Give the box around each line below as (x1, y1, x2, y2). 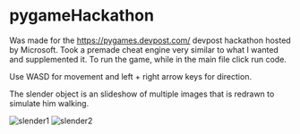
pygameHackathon (9, 5, 155, 26)
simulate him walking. (9, 97, 90, 108)
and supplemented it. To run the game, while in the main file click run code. (9, 54, 287, 64)
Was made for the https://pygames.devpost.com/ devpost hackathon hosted (9, 35, 291, 46)
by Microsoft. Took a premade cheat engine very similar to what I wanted (9, 44, 279, 54)
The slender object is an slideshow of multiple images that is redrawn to (9, 88, 275, 99)
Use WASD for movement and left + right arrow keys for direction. (9, 71, 253, 81)
